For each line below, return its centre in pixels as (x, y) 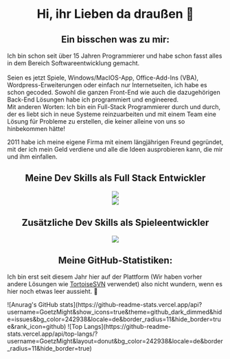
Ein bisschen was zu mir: (115, 39)
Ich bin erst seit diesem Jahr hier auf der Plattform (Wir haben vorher (105, 277)
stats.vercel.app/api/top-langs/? (53, 334)
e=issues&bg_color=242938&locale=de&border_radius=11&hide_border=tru (114, 319)
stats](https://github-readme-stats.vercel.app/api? (131, 305)
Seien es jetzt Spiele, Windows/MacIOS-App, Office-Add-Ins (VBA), (103, 78)
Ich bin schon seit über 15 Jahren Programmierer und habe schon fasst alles (115, 56)
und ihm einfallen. (32, 157)
